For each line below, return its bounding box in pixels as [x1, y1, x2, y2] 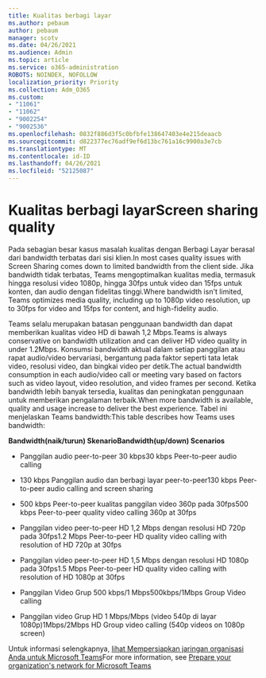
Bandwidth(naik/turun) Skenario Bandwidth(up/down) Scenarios [8, 435, 225, 446]
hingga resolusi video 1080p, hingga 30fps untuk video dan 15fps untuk [8, 278, 242, 287]
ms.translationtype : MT [8, 145, 87, 153]
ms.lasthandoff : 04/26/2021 [8, 160, 102, 168]
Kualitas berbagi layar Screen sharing [8, 201, 259, 220]
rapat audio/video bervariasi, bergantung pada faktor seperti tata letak [8, 353, 239, 362]
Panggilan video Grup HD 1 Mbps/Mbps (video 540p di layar [19, 611, 217, 621]
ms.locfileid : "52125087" [8, 167, 94, 175]
